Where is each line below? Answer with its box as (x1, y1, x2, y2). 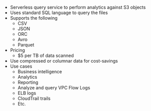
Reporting (17, 79, 39, 85)
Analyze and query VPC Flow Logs (17, 85, 90, 90)
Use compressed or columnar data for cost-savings (10, 58, 118, 64)
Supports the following (10, 15, 58, 21)
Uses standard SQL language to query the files (10, 10, 108, 16)
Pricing (10, 47, 25, 53)
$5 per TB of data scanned (17, 52, 74, 59)
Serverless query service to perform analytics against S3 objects (10, 5, 146, 10)
